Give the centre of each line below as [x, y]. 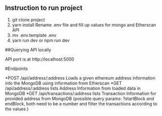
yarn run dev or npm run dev [41, 40]
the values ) [17, 109]
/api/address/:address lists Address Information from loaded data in [73, 88]
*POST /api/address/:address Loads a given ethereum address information [80, 78]
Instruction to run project [44, 8]
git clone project [28, 19]
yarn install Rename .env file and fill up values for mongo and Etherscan [84, 25]
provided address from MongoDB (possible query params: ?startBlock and [80, 99]
